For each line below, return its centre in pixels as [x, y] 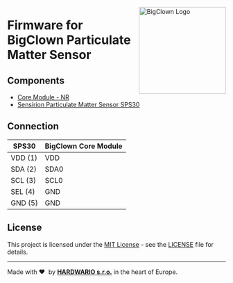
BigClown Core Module [84, 146]
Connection [33, 126]
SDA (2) [24, 169]
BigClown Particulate [69, 40]
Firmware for [45, 25]
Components [36, 80]
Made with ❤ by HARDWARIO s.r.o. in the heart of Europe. [93, 272]
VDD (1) [24, 158]
